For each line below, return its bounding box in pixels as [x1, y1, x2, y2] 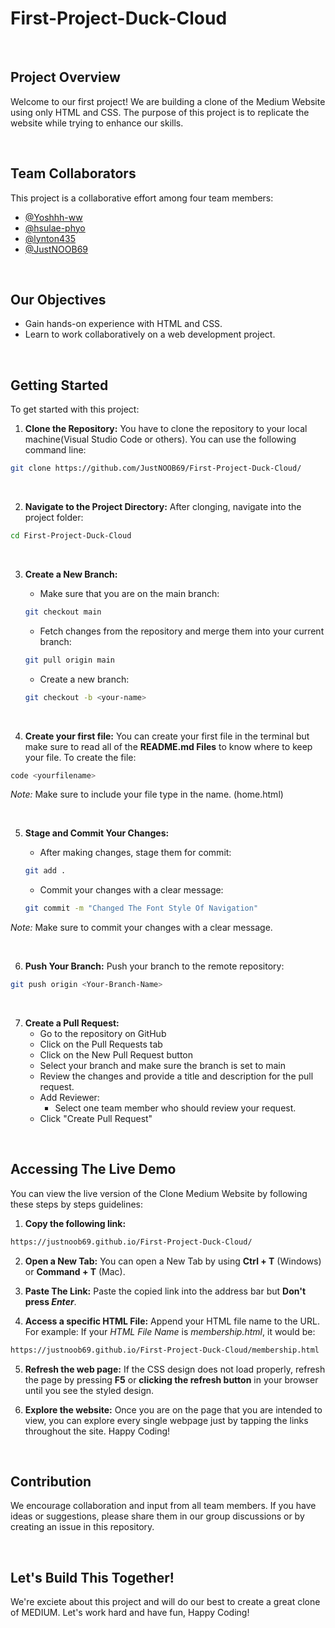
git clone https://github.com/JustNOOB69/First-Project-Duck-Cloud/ [10, 463, 302, 474]
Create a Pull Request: [24, 1017, 120, 1029]
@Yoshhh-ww [24, 211, 83, 223]
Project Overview [10, 69, 121, 86]
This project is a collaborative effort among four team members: [10, 192, 274, 204]
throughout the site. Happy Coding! [24, 1425, 171, 1437]
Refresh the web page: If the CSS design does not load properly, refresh [24, 1363, 326, 1375]
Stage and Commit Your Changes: [24, 827, 170, 839]
